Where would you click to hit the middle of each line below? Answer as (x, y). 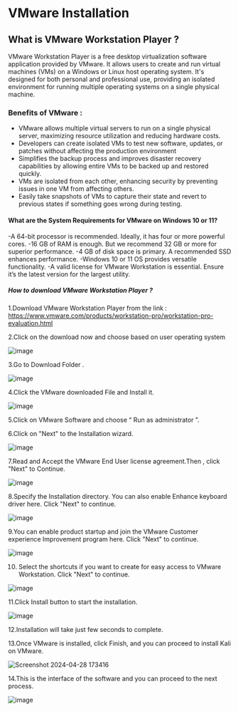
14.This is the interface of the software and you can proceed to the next (113, 679)
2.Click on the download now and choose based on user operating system (117, 337)
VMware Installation (69, 13)
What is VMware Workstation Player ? (94, 40)
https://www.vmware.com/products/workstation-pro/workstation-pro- (111, 316)
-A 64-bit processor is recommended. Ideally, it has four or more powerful (117, 236)
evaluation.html (31, 323)
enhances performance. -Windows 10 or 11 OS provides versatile (103, 259)
